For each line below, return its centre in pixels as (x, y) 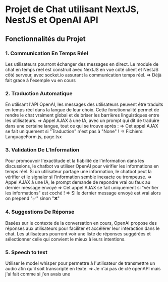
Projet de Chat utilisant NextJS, (72, 9)
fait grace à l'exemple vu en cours (41, 80)
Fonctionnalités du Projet (45, 39)
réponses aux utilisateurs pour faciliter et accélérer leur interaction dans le (82, 228)
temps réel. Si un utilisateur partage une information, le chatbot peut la (79, 172)
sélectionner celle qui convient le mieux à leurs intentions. (66, 239)
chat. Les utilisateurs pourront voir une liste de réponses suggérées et (78, 233)
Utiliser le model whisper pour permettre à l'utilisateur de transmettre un (80, 263)
